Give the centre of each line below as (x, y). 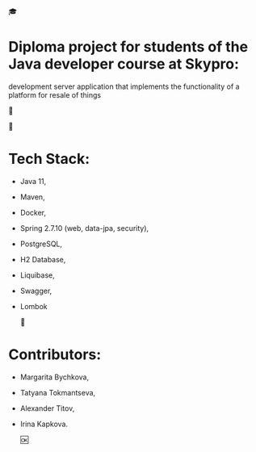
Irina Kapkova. (44, 424)
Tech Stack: (49, 159)
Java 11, (33, 181)
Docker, (33, 212)
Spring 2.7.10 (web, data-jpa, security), (84, 228)
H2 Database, (43, 259)
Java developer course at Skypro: (124, 64)
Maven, (33, 197)
